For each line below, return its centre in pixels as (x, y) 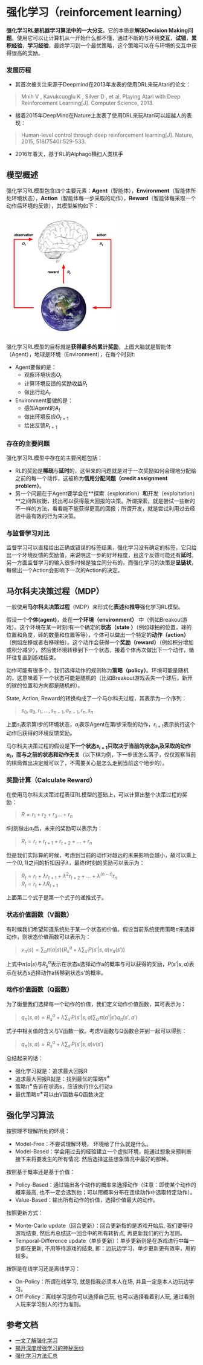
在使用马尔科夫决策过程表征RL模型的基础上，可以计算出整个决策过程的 (94, 794)
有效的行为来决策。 (55, 516)
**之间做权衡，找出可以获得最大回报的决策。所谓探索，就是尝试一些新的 (105, 501)
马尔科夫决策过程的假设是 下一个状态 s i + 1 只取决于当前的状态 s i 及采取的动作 (99, 746)
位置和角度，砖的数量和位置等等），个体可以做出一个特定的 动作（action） (98, 635)
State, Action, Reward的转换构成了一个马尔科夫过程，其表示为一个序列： (97, 699)
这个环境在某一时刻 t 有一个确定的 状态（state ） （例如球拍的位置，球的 (105, 627)
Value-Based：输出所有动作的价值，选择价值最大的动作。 (87, 1200)
